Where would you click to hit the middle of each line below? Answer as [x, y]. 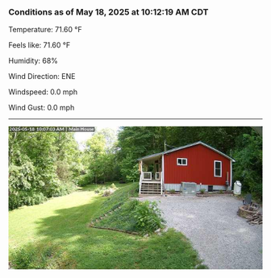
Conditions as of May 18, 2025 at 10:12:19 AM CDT [108, 12]
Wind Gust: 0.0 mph [42, 108]
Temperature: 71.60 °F [45, 30]
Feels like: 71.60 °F [40, 45]
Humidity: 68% [33, 61]
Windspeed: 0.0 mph [43, 92]
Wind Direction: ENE [42, 77]
